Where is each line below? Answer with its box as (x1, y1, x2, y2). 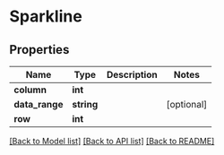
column (13, 83, 47, 96)
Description (106, 69, 159, 81)
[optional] (166, 99, 208, 110)
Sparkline (9, 6, 82, 27)
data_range (13, 99, 64, 110)
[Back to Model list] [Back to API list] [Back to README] (9, 136, 215, 146)
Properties (9, 42, 70, 57)
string (71, 99, 99, 110)
